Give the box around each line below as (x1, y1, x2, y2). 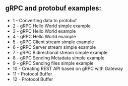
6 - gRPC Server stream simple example (12, 44, 96, 50)
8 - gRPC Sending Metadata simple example (12, 55, 105, 61)
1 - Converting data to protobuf (12, 17, 77, 23)
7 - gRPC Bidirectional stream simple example (12, 49, 108, 55)
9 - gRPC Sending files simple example (12, 60, 94, 66)
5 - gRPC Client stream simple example (12, 39, 94, 45)
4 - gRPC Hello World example (12, 33, 77, 39)
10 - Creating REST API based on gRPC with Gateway (12, 65, 123, 71)
